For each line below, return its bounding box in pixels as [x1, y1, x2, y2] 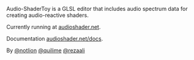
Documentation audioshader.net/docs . [6, 35, 103, 42]
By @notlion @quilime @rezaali [6, 47, 85, 54]
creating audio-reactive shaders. [6, 12, 89, 19]
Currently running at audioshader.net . [6, 24, 101, 30]
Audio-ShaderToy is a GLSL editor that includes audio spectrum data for [6, 5, 188, 12]
